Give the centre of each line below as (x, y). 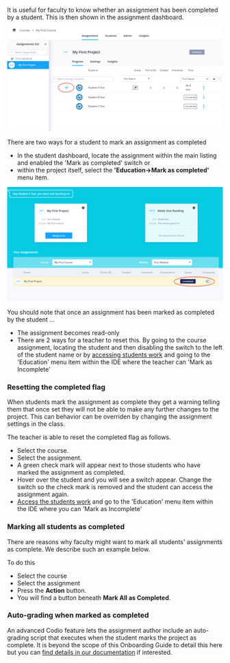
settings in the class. (36, 424)
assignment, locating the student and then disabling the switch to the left (119, 347)
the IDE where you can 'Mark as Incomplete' (79, 509)
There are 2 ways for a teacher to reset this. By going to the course (112, 340)
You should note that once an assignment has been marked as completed (111, 312)
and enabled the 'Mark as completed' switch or (84, 163)
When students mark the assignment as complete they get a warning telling (114, 402)
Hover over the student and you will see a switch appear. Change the (114, 480)
